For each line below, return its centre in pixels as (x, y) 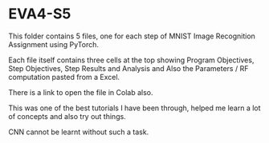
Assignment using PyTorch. (53, 44)
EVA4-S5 (40, 14)
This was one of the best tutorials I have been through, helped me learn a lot (134, 108)
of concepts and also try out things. (67, 116)
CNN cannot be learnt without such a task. (79, 132)
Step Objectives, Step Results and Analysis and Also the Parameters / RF (128, 68)
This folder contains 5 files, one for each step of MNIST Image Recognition (132, 36)
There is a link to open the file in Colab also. (81, 92)
